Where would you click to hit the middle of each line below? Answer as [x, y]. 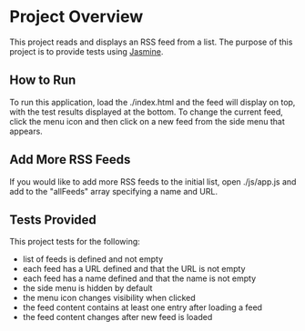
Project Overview [76, 17]
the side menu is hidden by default [87, 288]
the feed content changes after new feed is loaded [117, 317]
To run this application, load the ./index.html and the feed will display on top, [152, 102]
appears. [26, 131]
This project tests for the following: [75, 242]
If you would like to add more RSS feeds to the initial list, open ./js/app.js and [153, 181]
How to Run [43, 80]
